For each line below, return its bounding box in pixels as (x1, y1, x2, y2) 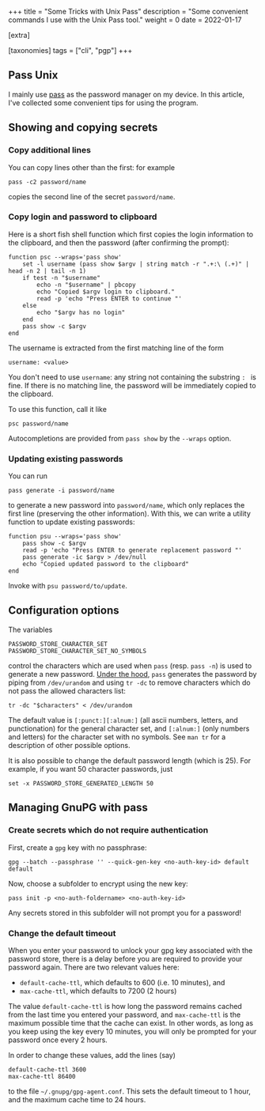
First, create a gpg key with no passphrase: (8, 842, 148, 852)
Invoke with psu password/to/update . (8, 581, 128, 591)
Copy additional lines (8, 145, 91, 156)
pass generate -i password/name (8, 486, 115, 495)
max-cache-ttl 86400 (8, 1072, 77, 1080)
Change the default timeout (8, 928, 116, 939)
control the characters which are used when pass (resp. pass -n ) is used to (8, 660, 252, 671)
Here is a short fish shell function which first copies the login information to (8, 229, 254, 239)
